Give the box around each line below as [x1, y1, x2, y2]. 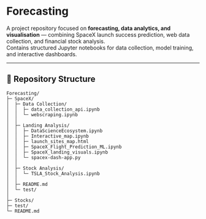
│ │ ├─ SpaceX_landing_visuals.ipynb [6, 149, 109, 155]
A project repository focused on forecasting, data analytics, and [6, 24, 171, 32]
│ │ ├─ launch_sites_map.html [6, 138, 89, 144]
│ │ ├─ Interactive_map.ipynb [6, 133, 89, 139]
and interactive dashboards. [6, 50, 77, 58]
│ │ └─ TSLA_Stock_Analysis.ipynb [6, 170, 100, 177]
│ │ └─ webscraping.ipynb [6, 111, 78, 117]
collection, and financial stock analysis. [6, 37, 105, 45]
